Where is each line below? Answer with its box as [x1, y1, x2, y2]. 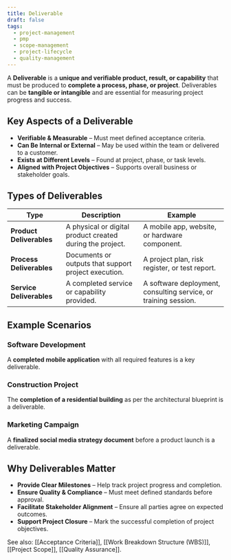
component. [143, 239, 182, 249]
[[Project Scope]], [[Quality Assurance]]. [7, 546, 122, 554]
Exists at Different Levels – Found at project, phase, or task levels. [16, 155, 206, 164]
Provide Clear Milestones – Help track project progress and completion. [16, 481, 222, 489]
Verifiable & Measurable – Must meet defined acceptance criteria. [16, 133, 206, 142]
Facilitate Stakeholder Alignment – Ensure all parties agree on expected [16, 503, 223, 511]
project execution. [65, 267, 124, 277]
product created [65, 231, 118, 240]
